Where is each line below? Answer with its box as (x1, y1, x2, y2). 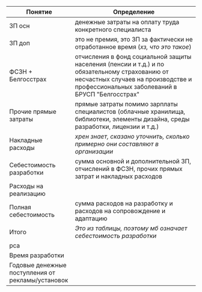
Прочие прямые (9, 108, 57, 116)
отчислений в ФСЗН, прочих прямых (75, 165, 183, 173)
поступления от (9, 269, 55, 276)
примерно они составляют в (75, 140, 159, 148)
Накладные (9, 136, 43, 144)
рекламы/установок (9, 276, 69, 284)
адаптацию (75, 214, 108, 222)
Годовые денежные (9, 261, 67, 269)
